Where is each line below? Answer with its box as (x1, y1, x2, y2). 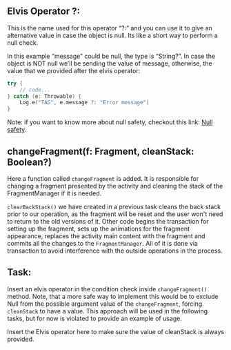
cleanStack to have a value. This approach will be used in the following (7, 307, 208, 315)
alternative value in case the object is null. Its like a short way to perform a (7, 31, 219, 39)
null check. (7, 38, 39, 47)
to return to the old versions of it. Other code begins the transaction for (7, 217, 209, 225)
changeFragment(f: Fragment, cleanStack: (7, 145, 194, 157)
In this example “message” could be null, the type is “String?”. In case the (7, 52, 216, 60)
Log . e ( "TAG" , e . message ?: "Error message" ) (19, 99, 150, 106)
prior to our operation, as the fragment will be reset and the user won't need (7, 210, 223, 218)
